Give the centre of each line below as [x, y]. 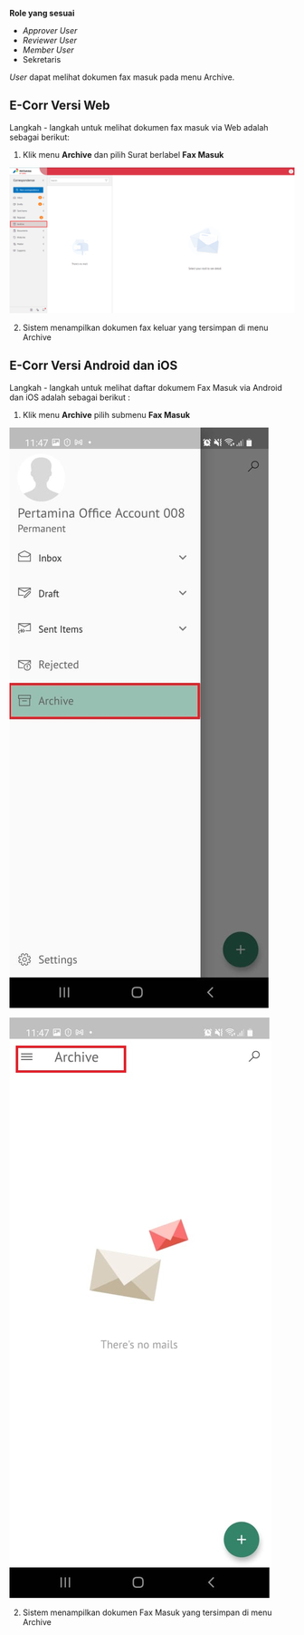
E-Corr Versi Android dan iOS [94, 366]
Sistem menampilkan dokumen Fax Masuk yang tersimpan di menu [147, 1612]
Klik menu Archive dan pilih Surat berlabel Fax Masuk [123, 154]
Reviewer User [50, 40]
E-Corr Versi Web [60, 106]
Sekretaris [42, 59]
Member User [48, 50]
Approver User [50, 30]
